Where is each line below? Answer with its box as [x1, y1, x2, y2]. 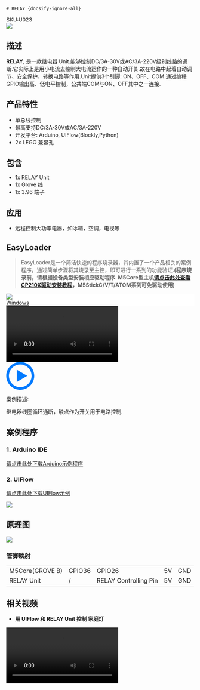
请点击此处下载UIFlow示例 [6, 489, 70, 497]
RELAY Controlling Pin [96, 577, 158, 585]
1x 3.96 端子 [14, 189, 45, 196]
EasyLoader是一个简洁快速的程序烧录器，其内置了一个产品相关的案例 [20, 259, 192, 266]
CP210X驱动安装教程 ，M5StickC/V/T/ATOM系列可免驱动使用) [20, 281, 175, 289]
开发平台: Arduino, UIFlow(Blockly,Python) [14, 131, 119, 138]
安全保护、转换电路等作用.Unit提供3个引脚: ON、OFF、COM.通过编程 [16, 72, 187, 80]
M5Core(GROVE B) [9, 567, 63, 575]
